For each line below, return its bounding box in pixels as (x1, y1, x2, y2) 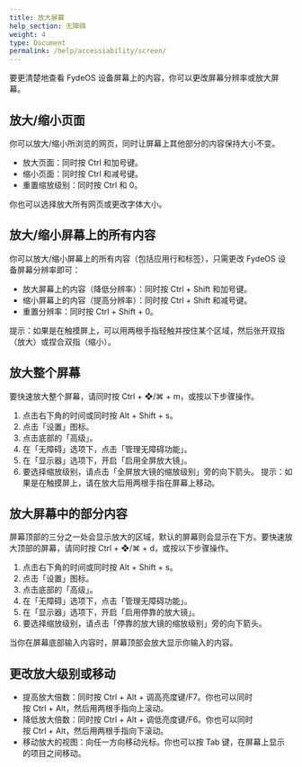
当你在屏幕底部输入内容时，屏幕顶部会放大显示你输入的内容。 (9, 638, 238, 648)
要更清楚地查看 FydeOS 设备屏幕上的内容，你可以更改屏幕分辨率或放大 (9, 73, 271, 84)
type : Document (9, 38, 67, 48)
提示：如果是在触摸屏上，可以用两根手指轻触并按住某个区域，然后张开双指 (9, 325, 285, 335)
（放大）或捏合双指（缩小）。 (9, 336, 116, 347)
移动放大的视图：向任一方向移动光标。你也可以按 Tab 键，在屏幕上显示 (22, 736, 286, 747)
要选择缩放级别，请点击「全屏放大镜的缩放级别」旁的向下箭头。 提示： (22, 466, 285, 477)
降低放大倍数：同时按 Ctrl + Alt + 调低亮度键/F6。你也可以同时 (22, 714, 253, 725)
